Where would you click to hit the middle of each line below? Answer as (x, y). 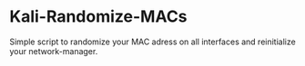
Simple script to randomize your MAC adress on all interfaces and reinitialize (152, 42)
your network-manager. (54, 51)
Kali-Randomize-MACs (99, 17)
